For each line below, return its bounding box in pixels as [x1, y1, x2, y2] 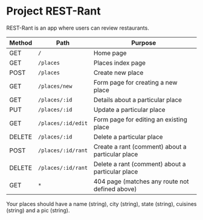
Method [9, 38, 33, 47]
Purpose [130, 38, 156, 47]
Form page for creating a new [93, 78, 178, 86]
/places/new [38, 83, 72, 89]
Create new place [93, 68, 144, 77]
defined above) [93, 184, 137, 193]
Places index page [93, 59, 146, 67]
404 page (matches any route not [93, 177, 189, 186]
